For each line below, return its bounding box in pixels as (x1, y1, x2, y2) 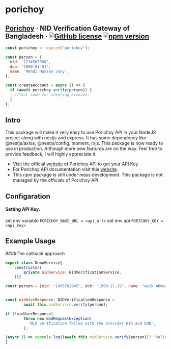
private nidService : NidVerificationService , (23, 269, 122, 275)
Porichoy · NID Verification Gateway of (5, 24, 130, 33)
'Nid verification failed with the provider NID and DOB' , (27, 320, 156, 326)
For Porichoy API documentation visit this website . (12, 166, 119, 172)
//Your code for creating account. (14, 92, 90, 97)
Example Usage (5, 237, 56, 245)
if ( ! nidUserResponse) (5, 311, 53, 316)
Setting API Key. (5, 206, 41, 212)
